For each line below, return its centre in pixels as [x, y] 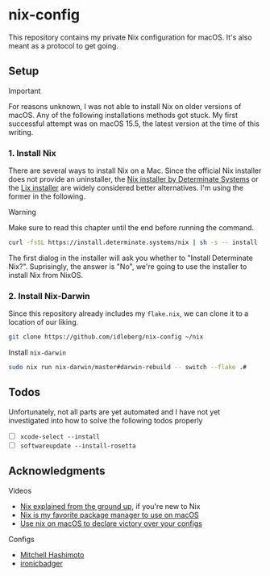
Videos [20, 490]
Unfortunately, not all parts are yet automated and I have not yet [114, 412]
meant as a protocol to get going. [64, 45]
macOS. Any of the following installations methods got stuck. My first [123, 115]
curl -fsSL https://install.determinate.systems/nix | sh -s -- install [133, 243]
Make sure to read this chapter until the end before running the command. [131, 228]
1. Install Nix [32, 153]
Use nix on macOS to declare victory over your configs [111, 523]
